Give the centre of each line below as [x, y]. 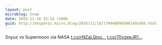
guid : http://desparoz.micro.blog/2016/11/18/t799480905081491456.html [81, 23]
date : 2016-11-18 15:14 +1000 [37, 19]
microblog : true [22, 14]
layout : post [19, 10]
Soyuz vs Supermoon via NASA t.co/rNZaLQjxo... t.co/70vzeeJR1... [74, 37]
